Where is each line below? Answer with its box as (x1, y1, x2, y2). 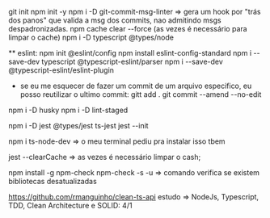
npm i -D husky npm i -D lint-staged (8, 105, 129, 115)
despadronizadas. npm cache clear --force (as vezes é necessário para (8, 24, 248, 33)
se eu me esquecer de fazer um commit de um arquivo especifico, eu (19, 81, 252, 90)
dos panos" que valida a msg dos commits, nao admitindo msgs (8, 15, 221, 25)
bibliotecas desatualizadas (8, 177, 97, 186)
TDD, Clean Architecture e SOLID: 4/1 (8, 201, 133, 210)
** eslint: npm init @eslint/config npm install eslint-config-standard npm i (8, 48, 252, 57)
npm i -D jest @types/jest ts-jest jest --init (8, 121, 149, 130)
